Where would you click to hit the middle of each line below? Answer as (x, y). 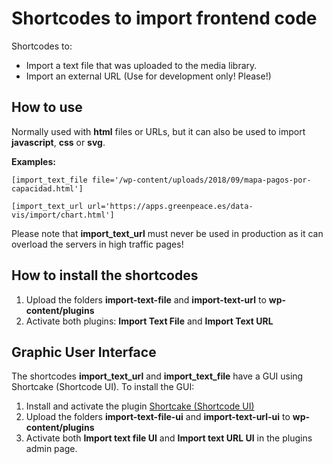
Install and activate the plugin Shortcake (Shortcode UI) (140, 406)
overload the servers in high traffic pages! (97, 244)
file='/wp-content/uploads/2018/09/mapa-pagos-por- (201, 180)
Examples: (33, 161)
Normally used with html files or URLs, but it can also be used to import (158, 131)
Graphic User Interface (84, 352)
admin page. (51, 449)
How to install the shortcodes (105, 275)
